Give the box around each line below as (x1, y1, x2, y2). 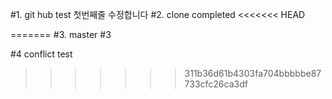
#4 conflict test (10, 48, 73, 60)
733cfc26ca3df (184, 78, 248, 90)
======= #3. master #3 (10, 29, 112, 40)
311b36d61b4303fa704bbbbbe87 (184, 68, 322, 79)
